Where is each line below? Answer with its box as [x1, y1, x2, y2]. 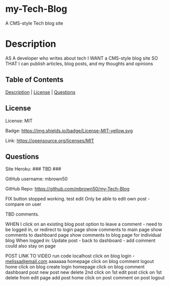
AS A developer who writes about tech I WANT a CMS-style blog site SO [5, 55, 158, 61]
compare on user [5, 201, 42, 207]
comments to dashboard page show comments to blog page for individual [5, 232, 161, 238]
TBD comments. [5, 211, 39, 217]
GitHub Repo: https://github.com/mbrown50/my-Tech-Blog [5, 186, 130, 192]
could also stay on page [5, 243, 56, 249]
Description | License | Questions [5, 89, 76, 95]
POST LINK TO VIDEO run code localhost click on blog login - [5, 253, 135, 259]
